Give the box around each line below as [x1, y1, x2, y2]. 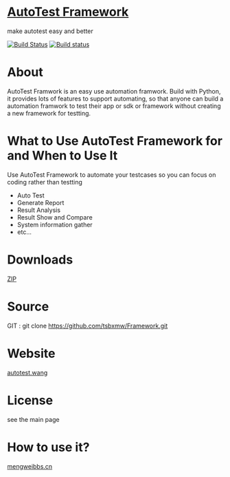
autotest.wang [7, 368, 48, 377]
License [7, 392, 54, 408]
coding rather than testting [7, 178, 82, 186]
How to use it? [7, 439, 90, 455]
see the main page [7, 415, 60, 423]
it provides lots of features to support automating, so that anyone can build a [7, 94, 224, 103]
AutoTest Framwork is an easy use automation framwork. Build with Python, [7, 87, 221, 95]
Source [7, 299, 49, 314]
